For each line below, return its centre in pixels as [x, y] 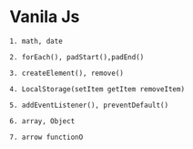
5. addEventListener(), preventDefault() [89, 105]
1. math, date [36, 41]
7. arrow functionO [46, 137]
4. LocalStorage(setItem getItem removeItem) [97, 89]
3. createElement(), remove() [67, 73]
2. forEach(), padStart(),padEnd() [77, 57]
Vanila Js [45, 17]
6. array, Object [42, 121]
